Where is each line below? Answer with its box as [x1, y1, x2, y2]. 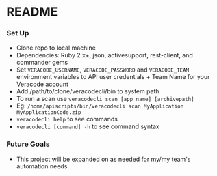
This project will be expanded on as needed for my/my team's [16, 155, 191, 163]
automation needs [16, 162, 68, 171]
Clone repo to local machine [16, 44, 97, 52]
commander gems [16, 59, 68, 67]
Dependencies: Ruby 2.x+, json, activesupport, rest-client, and [16, 51, 193, 59]
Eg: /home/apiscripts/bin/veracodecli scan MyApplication [16, 102, 184, 110]
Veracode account [16, 80, 69, 89]
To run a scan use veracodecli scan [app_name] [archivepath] [16, 95, 194, 103]
